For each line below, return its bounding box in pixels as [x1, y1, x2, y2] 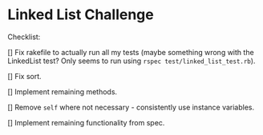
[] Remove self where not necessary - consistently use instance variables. [7, 102, 255, 112]
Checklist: [7, 32, 41, 42]
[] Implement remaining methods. [7, 86, 118, 97]
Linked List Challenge [7, 6, 154, 24]
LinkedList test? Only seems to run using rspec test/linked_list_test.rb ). [7, 56, 256, 66]
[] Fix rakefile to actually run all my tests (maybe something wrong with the [7, 47, 254, 57]
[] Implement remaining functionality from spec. [7, 117, 165, 127]
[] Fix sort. [7, 71, 42, 81]
